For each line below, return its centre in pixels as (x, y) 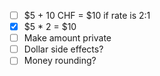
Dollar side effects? (63, 49)
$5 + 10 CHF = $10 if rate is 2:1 (87, 15)
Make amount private (67, 38)
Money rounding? (60, 61)
